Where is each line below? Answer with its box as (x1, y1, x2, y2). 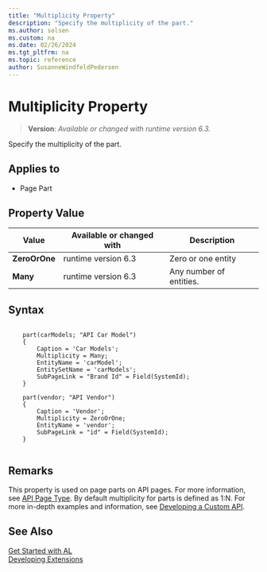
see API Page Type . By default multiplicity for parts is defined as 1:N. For (8, 493, 246, 503)
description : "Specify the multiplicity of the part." (8, 19, 194, 27)
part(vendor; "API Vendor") (22, 394, 115, 402)
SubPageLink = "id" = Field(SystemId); (37, 428, 169, 437)
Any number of (169, 266, 225, 277)
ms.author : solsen (8, 26, 69, 34)
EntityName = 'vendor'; (37, 422, 115, 430)
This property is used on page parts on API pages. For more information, (8, 485, 246, 494)
